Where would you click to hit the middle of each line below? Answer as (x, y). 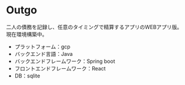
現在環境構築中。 (27, 34)
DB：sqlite (27, 76)
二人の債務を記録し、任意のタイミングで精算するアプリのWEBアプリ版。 (94, 27)
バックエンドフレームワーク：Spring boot (65, 61)
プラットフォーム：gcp (42, 47)
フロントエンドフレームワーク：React (60, 68)
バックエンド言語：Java (44, 54)
